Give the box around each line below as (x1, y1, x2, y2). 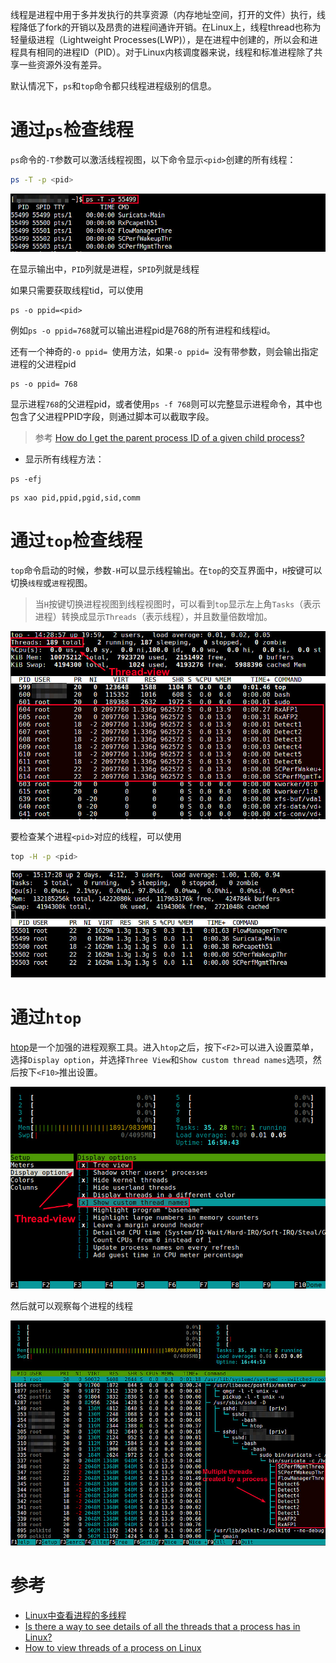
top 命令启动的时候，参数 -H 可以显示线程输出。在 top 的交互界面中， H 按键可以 (10, 564, 323, 576)
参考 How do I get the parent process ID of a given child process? (34, 432, 305, 444)
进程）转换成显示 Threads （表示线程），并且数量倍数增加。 (34, 610, 273, 622)
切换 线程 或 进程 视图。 (10, 576, 93, 588)
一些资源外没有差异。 (18, 59, 107, 70)
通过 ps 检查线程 (10, 119, 134, 142)
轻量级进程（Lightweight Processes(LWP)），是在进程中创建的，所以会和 (10, 34, 310, 45)
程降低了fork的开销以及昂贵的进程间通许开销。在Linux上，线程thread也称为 (10, 21, 322, 33)
